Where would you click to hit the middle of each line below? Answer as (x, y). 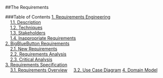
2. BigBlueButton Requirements (37, 43)
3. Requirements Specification (36, 65)
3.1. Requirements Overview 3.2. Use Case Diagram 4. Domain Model (84, 70)
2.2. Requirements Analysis (38, 54)
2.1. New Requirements (34, 49)
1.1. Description (25, 22)
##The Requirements (27, 7)
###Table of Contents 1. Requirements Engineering (58, 17)
